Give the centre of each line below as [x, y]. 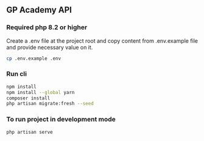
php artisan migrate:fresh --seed [50, 104]
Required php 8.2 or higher [47, 27]
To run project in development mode [61, 120]
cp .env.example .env [34, 58]
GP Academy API [39, 10]
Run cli [17, 74]
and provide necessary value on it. [50, 47]
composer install [28, 98]
